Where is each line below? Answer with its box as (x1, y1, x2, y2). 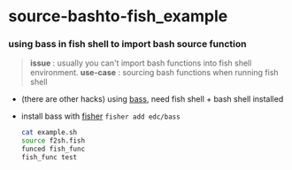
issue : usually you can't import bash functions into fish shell (29, 58, 252, 68)
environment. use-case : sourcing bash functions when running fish (29, 67, 280, 78)
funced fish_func (20, 144, 86, 154)
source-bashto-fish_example (8, 6, 228, 27)
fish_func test (20, 153, 78, 162)
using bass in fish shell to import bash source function (8, 38, 247, 50)
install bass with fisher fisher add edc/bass (20, 111, 181, 121)
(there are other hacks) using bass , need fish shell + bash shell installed (20, 94, 284, 104)
